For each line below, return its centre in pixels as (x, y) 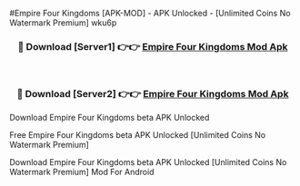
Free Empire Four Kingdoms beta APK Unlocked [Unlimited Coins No (138, 134)
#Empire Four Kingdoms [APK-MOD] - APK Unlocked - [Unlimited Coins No (150, 13)
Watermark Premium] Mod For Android (82, 171)
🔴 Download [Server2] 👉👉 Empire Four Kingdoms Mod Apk (153, 94)
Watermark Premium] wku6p (63, 23)
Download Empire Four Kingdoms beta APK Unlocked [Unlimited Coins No (148, 162)
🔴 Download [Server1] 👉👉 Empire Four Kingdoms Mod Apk (153, 46)
